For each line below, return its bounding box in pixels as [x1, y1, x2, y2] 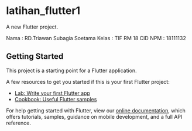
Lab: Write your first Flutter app [14, 89, 91, 97]
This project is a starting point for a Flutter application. [6, 67, 137, 74]
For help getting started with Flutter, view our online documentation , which [6, 107, 186, 114]
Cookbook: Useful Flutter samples [14, 95, 97, 102]
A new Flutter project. [6, 23, 59, 30]
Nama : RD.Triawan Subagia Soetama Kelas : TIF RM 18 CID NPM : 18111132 [6, 34, 186, 41]
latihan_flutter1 [6, 4, 81, 17]
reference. [6, 119, 31, 126]
